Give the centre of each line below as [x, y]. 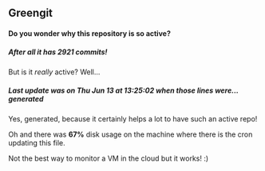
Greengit [31, 13]
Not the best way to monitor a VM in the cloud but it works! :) [109, 158]
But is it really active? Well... [54, 72]
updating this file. [37, 142]
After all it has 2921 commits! [58, 52]
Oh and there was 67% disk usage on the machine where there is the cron [131, 134]
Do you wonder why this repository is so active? [90, 33]
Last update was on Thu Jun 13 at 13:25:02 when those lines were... [124, 90]
